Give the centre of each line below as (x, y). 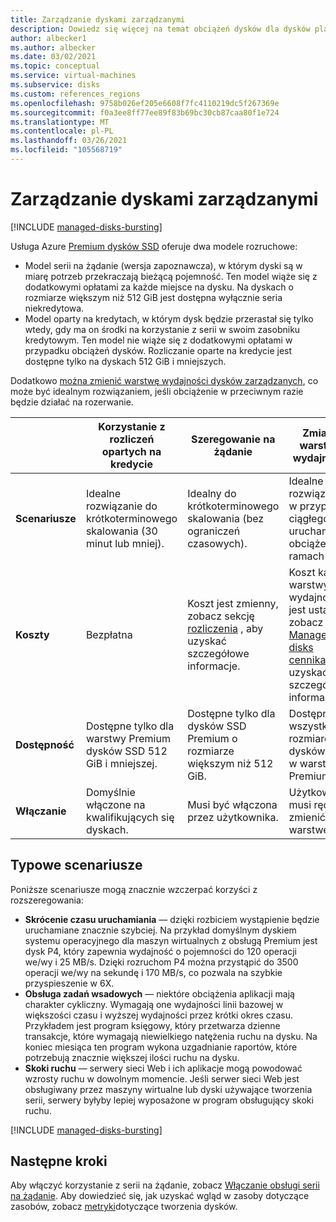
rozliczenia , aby (225, 628)
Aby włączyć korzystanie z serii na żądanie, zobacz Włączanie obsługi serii (165, 1185)
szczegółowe (218, 653)
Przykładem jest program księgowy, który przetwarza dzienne (152, 1025)
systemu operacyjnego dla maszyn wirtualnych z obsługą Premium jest (171, 940)
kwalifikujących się (130, 817)
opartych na (131, 451)
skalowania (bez (226, 518)
